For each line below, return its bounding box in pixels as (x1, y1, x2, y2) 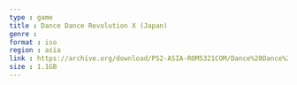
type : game (9, 12, 53, 22)
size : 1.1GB (9, 63, 57, 72)
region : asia (9, 46, 62, 55)
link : (9, 54, 34, 63)
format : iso (9, 37, 57, 47)
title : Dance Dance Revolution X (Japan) (9, 21, 168, 30)
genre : (9, 29, 38, 38)
